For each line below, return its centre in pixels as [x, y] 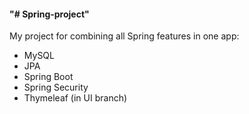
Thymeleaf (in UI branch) [75, 98]
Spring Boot [48, 77]
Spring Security [56, 87]
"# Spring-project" [49, 14]
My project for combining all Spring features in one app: [124, 36]
